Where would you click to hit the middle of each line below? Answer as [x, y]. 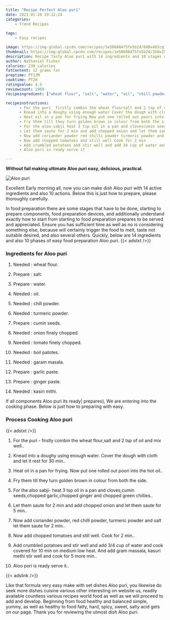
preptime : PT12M [23, 75]
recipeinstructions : [27, 103]
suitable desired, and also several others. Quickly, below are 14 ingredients [83, 235]
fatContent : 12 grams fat [33, 71]
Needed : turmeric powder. [41, 313]
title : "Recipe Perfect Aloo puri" [43, 10]
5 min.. [20, 510]
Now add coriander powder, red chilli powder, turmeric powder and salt [87, 520]
